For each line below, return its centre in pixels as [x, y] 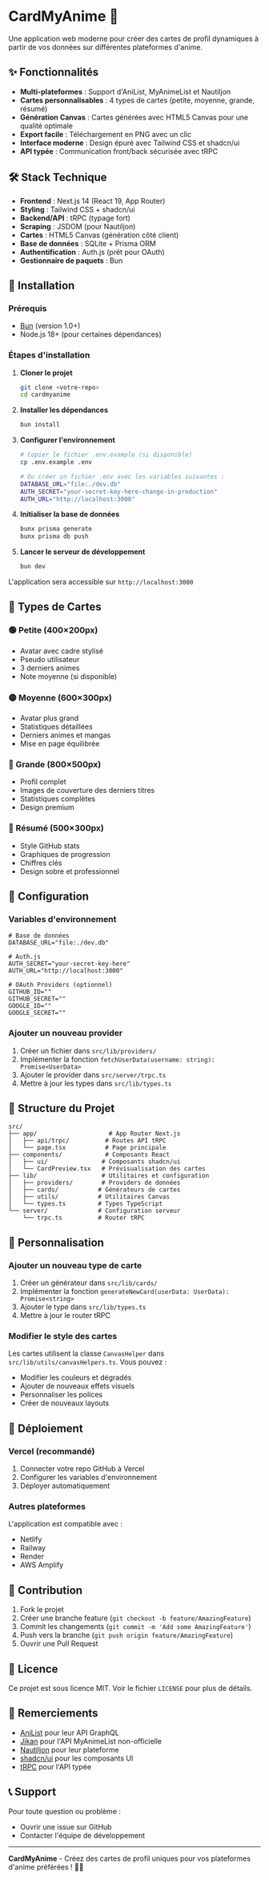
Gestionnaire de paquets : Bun [71, 261]
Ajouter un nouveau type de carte [75, 1265]
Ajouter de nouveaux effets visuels [77, 1386]
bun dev [32, 567]
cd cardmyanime [45, 395]
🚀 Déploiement [46, 1428]
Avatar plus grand [49, 718]
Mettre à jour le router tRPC [65, 1316]
